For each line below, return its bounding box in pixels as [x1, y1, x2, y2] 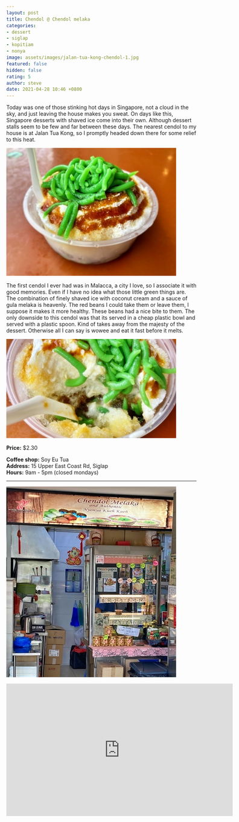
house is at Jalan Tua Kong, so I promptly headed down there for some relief [6, 130, 197, 137]
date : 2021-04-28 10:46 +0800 [6, 87, 83, 93]
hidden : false [6, 67, 42, 73]
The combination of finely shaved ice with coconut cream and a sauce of [6, 295, 188, 302]
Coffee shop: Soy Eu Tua [6, 456, 69, 463]
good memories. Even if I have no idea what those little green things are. [6, 288, 186, 296]
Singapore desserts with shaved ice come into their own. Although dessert [6, 117, 192, 124]
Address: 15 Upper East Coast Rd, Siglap [6, 462, 109, 470]
